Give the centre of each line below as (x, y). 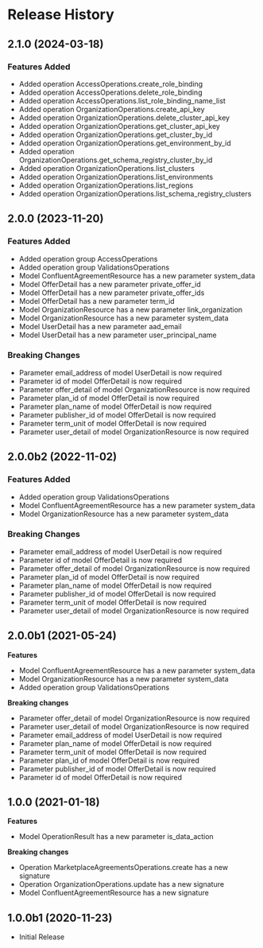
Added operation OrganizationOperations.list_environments (116, 177)
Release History (61, 15)
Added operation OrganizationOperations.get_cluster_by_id (116, 134)
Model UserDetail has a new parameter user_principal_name (118, 335)
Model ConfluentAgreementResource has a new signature (114, 893)
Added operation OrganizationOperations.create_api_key (112, 109)
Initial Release (42, 937)
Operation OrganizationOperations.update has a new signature (121, 884)
